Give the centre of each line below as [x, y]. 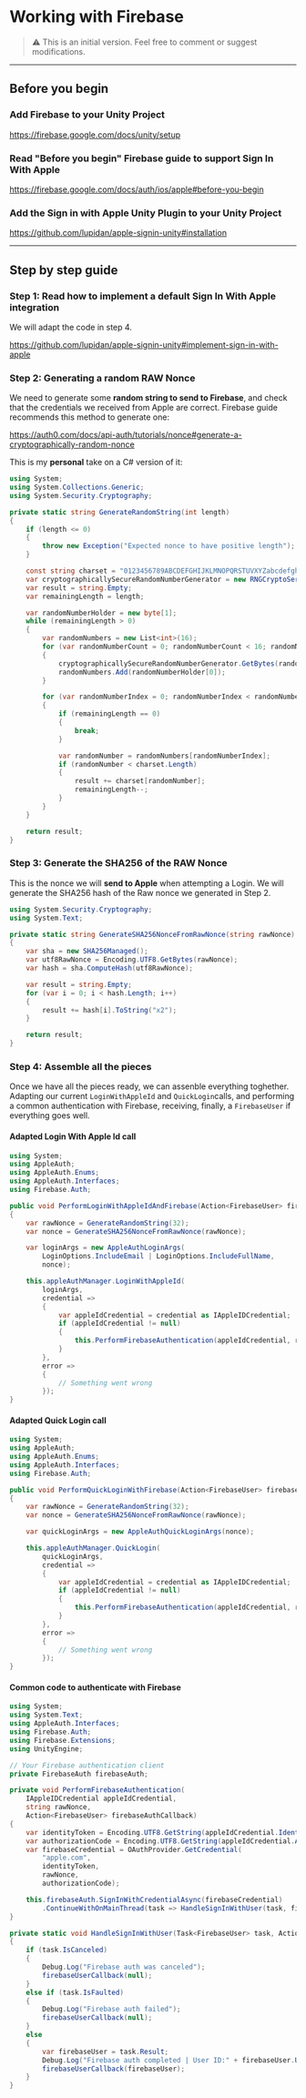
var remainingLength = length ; [85, 596]
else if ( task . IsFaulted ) [75, 1992]
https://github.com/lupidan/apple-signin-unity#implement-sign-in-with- [144, 344]
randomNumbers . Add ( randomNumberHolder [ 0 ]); [142, 672]
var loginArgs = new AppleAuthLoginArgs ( [105, 1248]
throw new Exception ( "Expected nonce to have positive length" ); [169, 546]
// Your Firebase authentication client [87, 1765]
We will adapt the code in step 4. [71, 327]
